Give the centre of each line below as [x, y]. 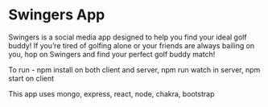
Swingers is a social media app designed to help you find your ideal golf [128, 37]
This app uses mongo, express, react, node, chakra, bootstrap [111, 93]
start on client [31, 78]
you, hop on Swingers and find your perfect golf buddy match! [112, 54]
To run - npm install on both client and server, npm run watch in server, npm [134, 69]
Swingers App [57, 15]
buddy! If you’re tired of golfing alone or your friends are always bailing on [132, 45]
